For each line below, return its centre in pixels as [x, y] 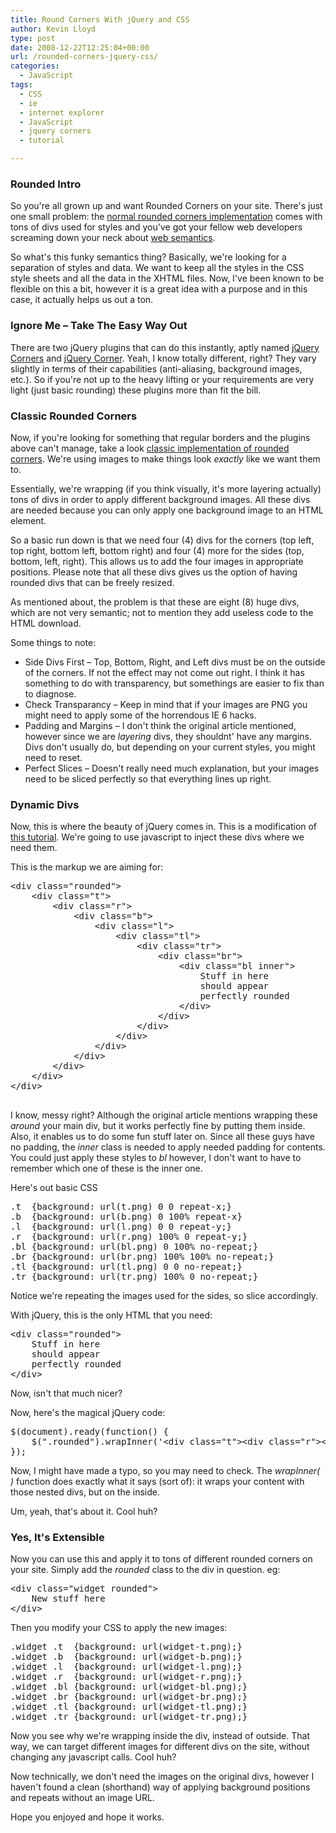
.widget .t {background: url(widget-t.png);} [126, 1647]
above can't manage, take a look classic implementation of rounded [150, 448]
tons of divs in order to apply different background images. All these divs [160, 499]
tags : [21, 85]
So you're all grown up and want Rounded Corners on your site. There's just [166, 206]
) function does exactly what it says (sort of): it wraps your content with [157, 1482]
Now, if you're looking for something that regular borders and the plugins [160, 437]
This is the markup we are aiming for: [87, 867]
